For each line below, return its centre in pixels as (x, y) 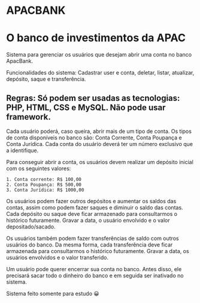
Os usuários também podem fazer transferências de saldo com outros (93, 238)
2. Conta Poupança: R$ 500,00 (44, 185)
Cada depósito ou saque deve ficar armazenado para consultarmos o (92, 213)
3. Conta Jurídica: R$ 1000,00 (45, 190)
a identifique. (22, 150)
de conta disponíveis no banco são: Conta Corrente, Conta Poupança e (94, 137)
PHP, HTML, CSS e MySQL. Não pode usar (86, 107)
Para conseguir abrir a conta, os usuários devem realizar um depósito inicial (100, 162)
